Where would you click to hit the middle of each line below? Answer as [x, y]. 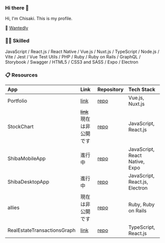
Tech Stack [142, 89]
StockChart [21, 126]
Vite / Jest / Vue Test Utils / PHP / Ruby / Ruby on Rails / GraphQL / [73, 56]
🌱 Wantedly [17, 28]
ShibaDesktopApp [28, 182]
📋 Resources [21, 75]
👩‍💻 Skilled [17, 41]
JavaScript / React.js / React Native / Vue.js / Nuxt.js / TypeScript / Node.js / [82, 52]
